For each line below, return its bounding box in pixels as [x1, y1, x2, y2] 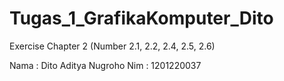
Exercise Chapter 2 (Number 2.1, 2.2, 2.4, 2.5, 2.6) [9, 40, 216, 52]
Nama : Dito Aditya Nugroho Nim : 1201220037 [9, 59, 202, 71]
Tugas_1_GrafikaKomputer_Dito [9, 7, 274, 30]
